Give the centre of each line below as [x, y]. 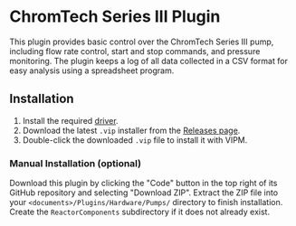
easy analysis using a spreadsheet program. [92, 71]
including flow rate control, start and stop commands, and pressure [135, 51]
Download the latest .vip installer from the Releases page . [131, 130]
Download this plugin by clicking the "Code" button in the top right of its [143, 184]
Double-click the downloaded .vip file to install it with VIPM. [135, 140]
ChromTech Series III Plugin [115, 17]
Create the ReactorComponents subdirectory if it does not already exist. [139, 212]
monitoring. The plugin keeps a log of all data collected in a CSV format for [148, 61]
